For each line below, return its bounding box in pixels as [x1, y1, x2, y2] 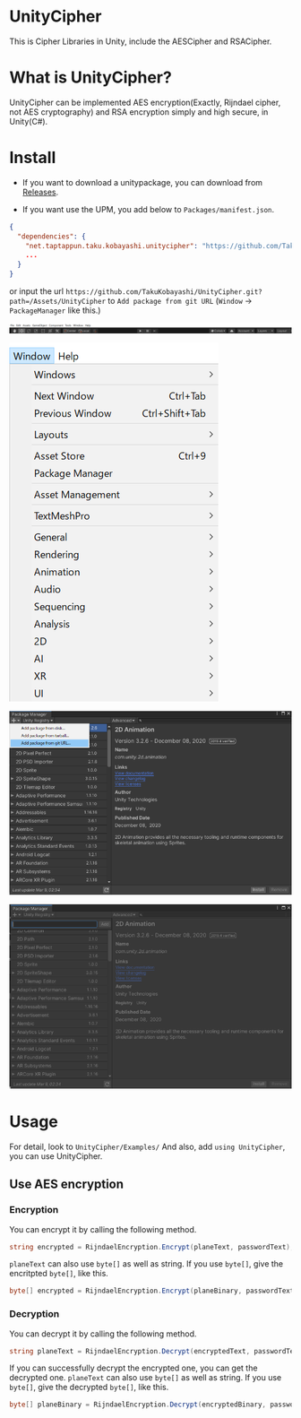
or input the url [9, 286, 64, 297]
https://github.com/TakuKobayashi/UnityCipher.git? [65, 288, 262, 297]
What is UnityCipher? [9, 67, 172, 88]
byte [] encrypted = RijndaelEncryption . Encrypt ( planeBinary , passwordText [9, 1286, 295, 1296]
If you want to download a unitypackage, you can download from [21, 177, 262, 187]
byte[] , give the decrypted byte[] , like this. [9, 1382, 169, 1393]
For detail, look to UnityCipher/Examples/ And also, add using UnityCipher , [9, 1141, 286, 1152]
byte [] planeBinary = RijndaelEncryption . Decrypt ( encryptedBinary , [9, 1400, 267, 1409]
